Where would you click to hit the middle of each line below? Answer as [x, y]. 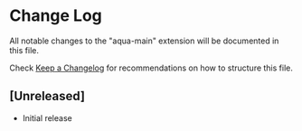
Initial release [47, 117]
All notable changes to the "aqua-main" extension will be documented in [144, 41]
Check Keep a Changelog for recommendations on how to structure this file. [151, 68]
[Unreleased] [47, 96]
